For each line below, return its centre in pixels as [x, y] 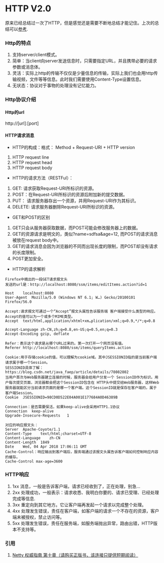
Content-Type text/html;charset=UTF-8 [48, 434]
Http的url [15, 112]
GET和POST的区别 [31, 217]
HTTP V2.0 [28, 9]
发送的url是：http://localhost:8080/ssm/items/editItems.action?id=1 [76, 284]
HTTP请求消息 [20, 135]
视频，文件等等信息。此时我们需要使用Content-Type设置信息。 [80, 79]
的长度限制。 [25, 252]
